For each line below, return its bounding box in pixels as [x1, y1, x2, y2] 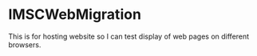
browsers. [8, 39, 42, 49]
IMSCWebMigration [8, 6, 142, 24]
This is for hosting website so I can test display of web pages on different [8, 32, 250, 41]
